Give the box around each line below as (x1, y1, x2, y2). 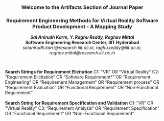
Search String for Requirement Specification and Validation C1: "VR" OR (5, 100, 154, 106)
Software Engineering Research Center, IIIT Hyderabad (25, 40, 140, 46)
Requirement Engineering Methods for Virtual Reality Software (6, 17, 159, 24)
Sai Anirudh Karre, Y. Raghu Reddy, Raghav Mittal (30, 34, 135, 40)
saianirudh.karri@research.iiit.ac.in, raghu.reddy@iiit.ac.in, (23, 45, 142, 50)
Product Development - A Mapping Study (32, 23, 132, 30)
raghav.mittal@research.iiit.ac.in (49, 50, 115, 56)
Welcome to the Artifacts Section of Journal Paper (21, 4, 143, 11)
